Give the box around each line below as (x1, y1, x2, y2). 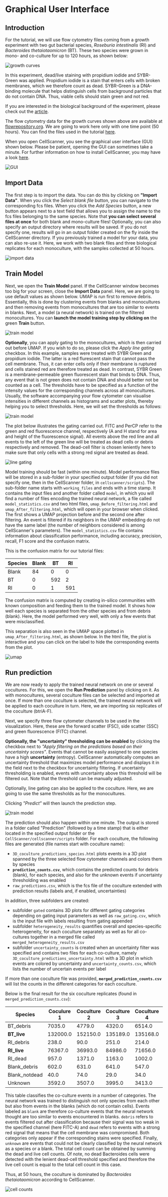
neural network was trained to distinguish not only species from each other (5, 1098, 160, 1104)
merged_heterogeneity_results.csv (12, 940, 84, 945)
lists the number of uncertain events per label (12, 966, 106, 972)
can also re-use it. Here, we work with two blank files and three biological (5, 240, 156, 246)
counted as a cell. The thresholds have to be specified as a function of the (5, 382, 158, 388)
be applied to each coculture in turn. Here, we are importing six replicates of (5, 703, 162, 709)
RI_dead (7, 1055, 26, 1062)
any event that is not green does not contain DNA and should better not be (5, 377, 159, 383)
